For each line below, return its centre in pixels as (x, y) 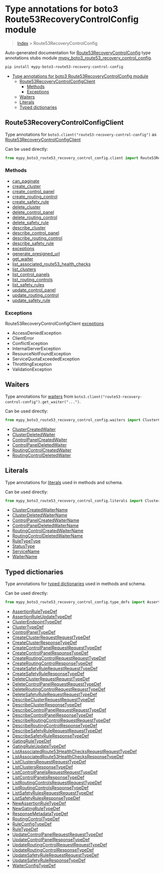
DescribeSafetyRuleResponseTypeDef (51, 736)
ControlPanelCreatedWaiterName (46, 520)
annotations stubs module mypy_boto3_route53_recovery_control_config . (79, 58)
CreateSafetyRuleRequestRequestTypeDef (55, 669)
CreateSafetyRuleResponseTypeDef (48, 674)
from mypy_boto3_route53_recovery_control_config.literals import (74, 501)
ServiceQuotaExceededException (46, 359)
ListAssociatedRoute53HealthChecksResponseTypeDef (68, 757)
